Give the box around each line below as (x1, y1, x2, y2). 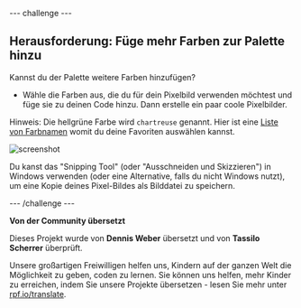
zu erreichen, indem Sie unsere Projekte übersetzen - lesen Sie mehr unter (9, 279, 287, 290)
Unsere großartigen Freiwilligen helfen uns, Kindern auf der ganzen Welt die (9, 259, 292, 270)
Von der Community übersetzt (9, 215, 126, 226)
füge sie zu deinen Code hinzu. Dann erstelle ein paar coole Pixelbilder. (22, 98, 287, 109)
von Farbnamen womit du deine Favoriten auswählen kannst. (9, 126, 236, 136)
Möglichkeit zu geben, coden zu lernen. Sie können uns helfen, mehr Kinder (9, 269, 292, 280)
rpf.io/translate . (9, 288, 67, 299)
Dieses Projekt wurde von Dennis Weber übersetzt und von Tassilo (9, 232, 260, 243)
